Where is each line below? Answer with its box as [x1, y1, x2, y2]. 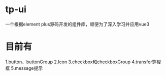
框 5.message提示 [5, 65, 43, 71]
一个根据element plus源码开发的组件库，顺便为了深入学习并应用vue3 [5, 21, 150, 27]
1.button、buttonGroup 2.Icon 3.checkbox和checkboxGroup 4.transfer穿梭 [5, 59, 161, 65]
